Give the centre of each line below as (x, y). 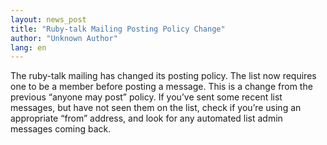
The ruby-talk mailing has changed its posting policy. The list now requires (163, 76)
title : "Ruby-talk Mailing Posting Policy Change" (118, 29)
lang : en (28, 47)
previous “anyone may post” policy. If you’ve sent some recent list (146, 97)
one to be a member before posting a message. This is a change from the (161, 87)
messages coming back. (61, 129)
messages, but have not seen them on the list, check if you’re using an (156, 108)
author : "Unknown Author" (64, 38)
